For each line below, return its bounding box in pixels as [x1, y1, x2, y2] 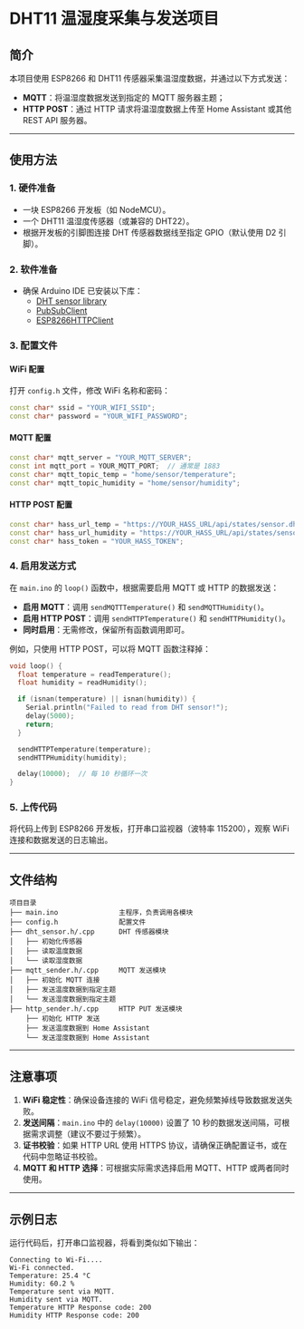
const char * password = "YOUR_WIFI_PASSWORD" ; [9, 412, 188, 421]
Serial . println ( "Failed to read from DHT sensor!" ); [25, 703, 229, 713]
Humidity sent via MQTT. [9, 1295, 103, 1304]
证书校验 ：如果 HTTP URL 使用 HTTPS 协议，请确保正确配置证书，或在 [22, 1140, 288, 1151]
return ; [25, 720, 54, 729]
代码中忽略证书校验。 [22, 1151, 102, 1162]
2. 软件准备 [9, 263, 58, 276]
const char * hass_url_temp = [9, 519, 119, 529]
